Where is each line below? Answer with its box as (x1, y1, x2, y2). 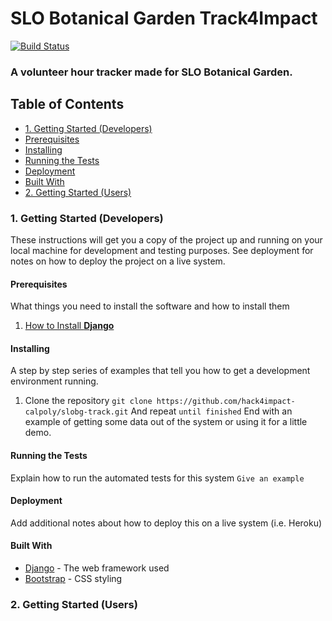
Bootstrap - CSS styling (24, 572, 123, 584)
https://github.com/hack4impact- (156, 397, 296, 407)
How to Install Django (24, 320, 115, 332)
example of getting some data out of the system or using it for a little (24, 416, 308, 428)
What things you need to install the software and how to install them (10, 300, 290, 312)
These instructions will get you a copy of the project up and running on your (10, 233, 323, 246)
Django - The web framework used (24, 562, 170, 574)
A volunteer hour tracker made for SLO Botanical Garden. (10, 65, 293, 79)
